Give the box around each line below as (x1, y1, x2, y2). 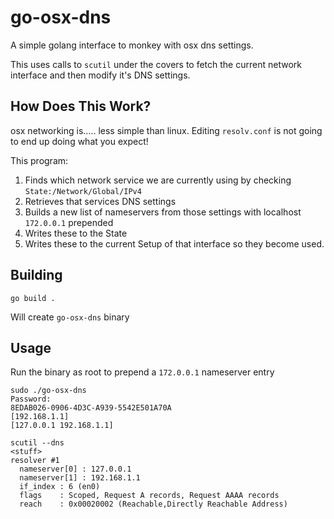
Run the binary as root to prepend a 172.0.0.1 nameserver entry (10, 366, 275, 378)
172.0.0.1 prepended (24, 216, 114, 228)
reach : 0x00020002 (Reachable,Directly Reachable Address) (19, 499, 288, 510)
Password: (10, 394, 52, 405)
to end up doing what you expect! (10, 135, 149, 147)
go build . (10, 293, 56, 303)
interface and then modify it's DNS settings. (10, 69, 191, 81)
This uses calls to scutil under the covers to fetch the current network (10, 58, 302, 70)
